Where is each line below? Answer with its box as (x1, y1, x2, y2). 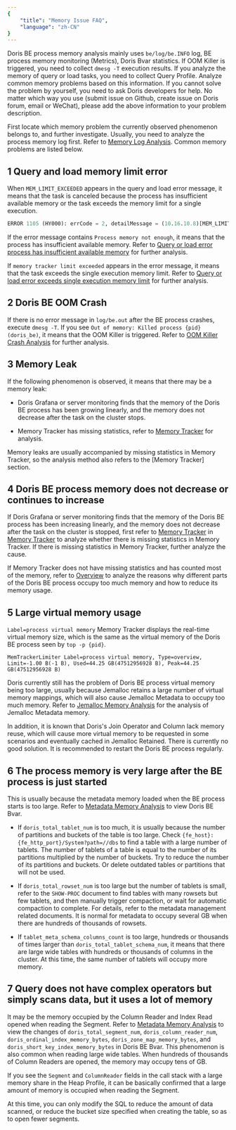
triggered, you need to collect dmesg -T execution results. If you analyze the (7, 64, 226, 72)
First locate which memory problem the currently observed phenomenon (7, 122, 218, 131)
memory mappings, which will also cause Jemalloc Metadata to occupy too (7, 694, 225, 702)
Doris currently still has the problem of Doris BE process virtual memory (7, 678, 216, 687)
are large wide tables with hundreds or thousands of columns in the (17, 948, 214, 956)
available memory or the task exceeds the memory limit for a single (7, 199, 202, 208)
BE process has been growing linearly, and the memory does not (17, 405, 205, 414)
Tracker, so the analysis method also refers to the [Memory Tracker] (7, 455, 205, 464)
